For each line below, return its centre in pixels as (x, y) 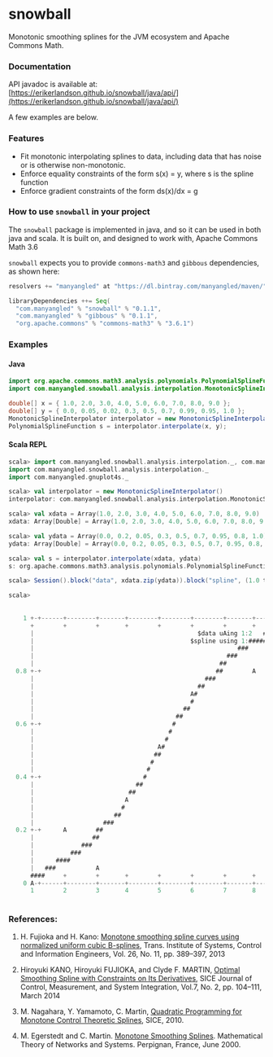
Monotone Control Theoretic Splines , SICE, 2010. (102, 1020)
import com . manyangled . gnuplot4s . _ (69, 477)
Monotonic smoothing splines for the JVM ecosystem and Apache (119, 37)
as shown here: (34, 271)
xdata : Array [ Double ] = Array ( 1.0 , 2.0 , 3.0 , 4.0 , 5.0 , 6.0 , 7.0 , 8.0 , (132, 522)
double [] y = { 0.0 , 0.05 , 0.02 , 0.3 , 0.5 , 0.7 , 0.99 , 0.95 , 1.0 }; (127, 411)
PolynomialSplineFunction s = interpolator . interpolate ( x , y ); (118, 426)
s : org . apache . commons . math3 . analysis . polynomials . (97, 566)
